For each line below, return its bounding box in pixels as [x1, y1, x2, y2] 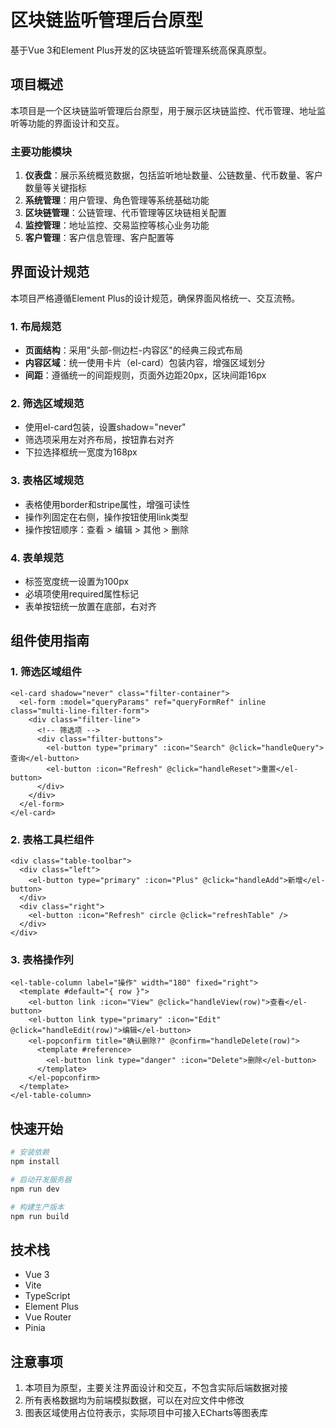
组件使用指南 [10, 632, 90, 650]
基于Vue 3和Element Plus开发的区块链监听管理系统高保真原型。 [10, 44, 272, 56]
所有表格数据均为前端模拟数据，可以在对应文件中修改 [24, 1394, 245, 1406]
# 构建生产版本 [10, 1202, 65, 1212]
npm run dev [10, 1184, 60, 1194]
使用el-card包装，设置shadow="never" [24, 421, 187, 433]
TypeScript [24, 1290, 71, 1302]
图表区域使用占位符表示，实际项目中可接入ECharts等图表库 [24, 1407, 268, 1419]
